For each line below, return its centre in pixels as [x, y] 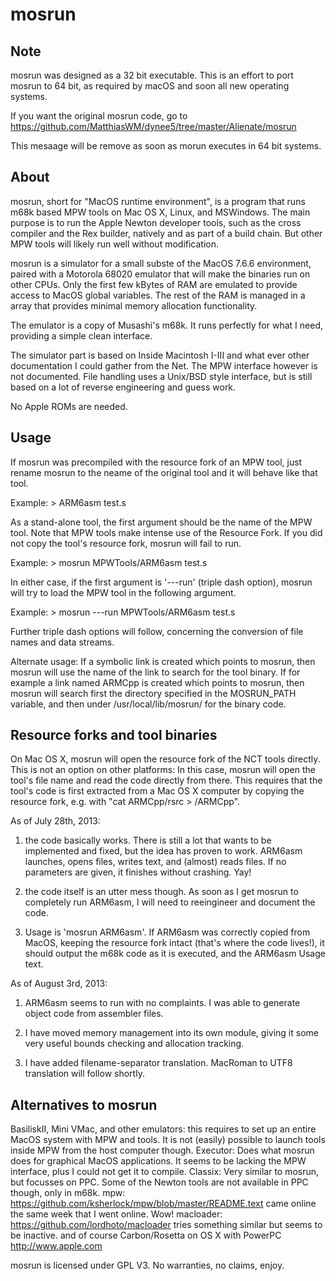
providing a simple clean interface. [81, 335]
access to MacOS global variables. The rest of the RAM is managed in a [158, 295]
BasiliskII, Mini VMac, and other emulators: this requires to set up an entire [163, 1129]
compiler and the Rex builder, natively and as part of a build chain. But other [166, 233]
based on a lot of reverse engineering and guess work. [123, 387]
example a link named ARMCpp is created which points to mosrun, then [157, 682]
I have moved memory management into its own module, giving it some [171, 1033]
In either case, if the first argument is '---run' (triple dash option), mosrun [161, 582]
